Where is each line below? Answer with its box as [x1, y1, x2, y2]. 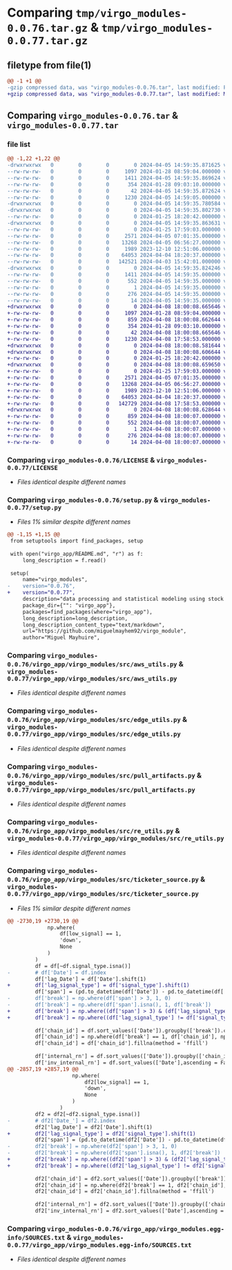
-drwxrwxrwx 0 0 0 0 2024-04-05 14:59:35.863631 [7, 220, 221, 227]
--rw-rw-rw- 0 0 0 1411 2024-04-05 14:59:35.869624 [7, 175, 221, 182]
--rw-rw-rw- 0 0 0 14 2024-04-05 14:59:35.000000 [7, 297, 221, 304]
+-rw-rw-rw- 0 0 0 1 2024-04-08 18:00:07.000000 [7, 426, 221, 433]
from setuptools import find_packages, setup [10, 538, 144, 545]
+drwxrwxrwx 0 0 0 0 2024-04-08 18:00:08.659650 [7, 362, 221, 369]
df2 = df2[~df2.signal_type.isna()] [35, 1111, 140, 1118]
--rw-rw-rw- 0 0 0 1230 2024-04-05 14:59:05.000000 [7, 194, 221, 201]
